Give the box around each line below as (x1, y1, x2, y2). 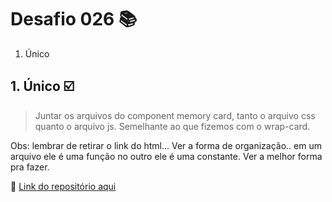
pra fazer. (10, 161, 50, 173)
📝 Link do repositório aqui (10, 180, 117, 192)
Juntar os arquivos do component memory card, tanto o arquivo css (34, 109, 316, 121)
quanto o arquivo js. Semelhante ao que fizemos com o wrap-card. (34, 120, 311, 132)
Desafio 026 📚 (10, 8, 138, 31)
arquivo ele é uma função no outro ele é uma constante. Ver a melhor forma (10, 150, 323, 162)
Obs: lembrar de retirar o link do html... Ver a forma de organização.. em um (10, 139, 322, 151)
